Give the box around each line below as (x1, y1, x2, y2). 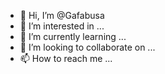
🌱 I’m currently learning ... (19, 31, 127, 42)
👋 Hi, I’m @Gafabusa (19, 10, 105, 21)
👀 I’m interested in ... (19, 20, 105, 32)
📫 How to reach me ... (19, 53, 113, 64)
